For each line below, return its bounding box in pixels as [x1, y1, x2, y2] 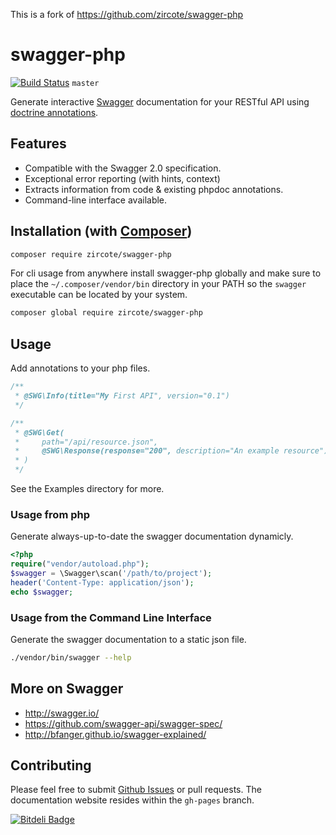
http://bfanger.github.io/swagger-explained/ [24, 728, 207, 740]
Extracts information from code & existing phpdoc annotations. [24, 183, 284, 195]
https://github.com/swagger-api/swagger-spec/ [24, 717, 223, 729]
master [71, 78, 100, 88]
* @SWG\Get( [14, 427, 65, 438]
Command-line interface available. [24, 194, 168, 206]
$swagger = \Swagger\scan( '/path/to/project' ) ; [10, 569, 213, 579]
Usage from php [10, 507, 91, 521]
